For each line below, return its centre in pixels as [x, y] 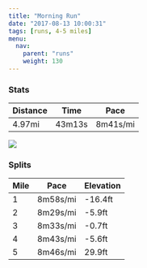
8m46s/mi [57, 253]
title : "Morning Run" [45, 16]
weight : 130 [43, 62]
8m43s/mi [57, 239]
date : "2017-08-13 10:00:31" [57, 24]
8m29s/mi [57, 213]
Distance [30, 110]
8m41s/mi [115, 124]
